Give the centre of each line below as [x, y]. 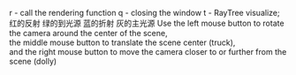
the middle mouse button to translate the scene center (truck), [122, 42]
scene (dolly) [33, 61]
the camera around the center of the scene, [88, 33]
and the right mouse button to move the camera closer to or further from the [148, 52]
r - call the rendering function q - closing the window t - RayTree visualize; [144, 13]
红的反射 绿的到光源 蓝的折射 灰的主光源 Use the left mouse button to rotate [147, 23]
